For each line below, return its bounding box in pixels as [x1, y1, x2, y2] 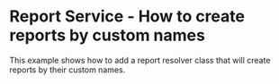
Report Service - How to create [9, 6, 246, 27]
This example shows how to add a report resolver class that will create [9, 55, 271, 65]
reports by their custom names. [9, 64, 126, 75]
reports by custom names [9, 25, 205, 46]
